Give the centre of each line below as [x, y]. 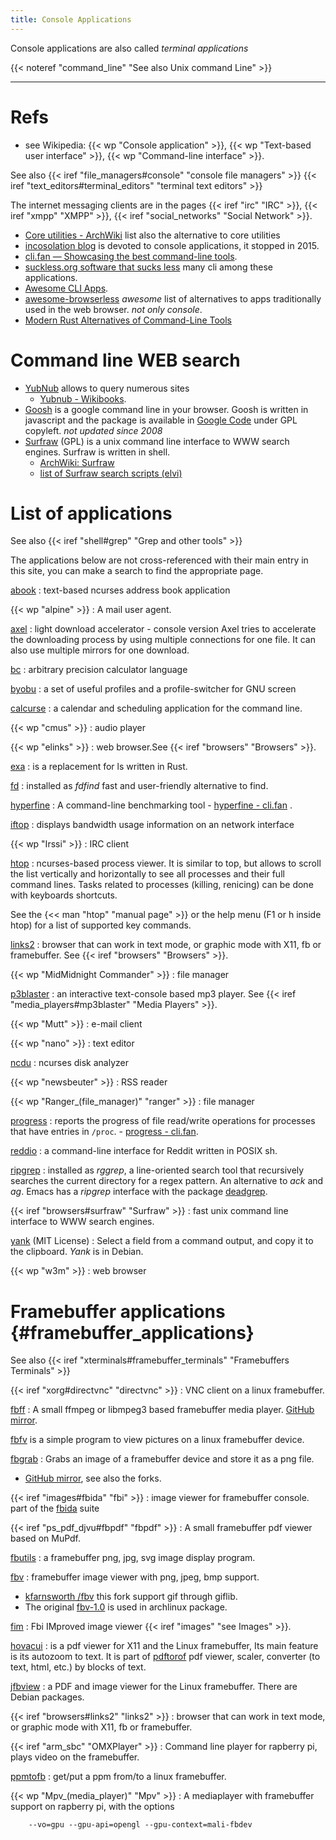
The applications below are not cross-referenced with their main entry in [159, 560]
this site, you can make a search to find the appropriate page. [137, 571]
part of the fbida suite [55, 1508]
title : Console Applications [71, 19]
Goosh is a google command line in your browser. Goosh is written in [166, 409]
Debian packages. [47, 1697]
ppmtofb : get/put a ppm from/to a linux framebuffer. [118, 1777]
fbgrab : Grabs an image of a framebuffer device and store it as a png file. [162, 1459]
